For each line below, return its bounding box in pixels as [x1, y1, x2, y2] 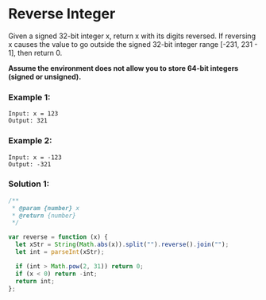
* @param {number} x [11, 204, 80, 212]
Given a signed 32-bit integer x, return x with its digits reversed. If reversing [8, 31, 256, 41]
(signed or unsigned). [8, 72, 82, 81]
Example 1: [8, 92, 51, 103]
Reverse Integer [8, 5, 116, 23]
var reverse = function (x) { [8, 233, 109, 241]
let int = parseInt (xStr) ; [15, 248, 105, 256]
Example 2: [8, 135, 52, 146]
